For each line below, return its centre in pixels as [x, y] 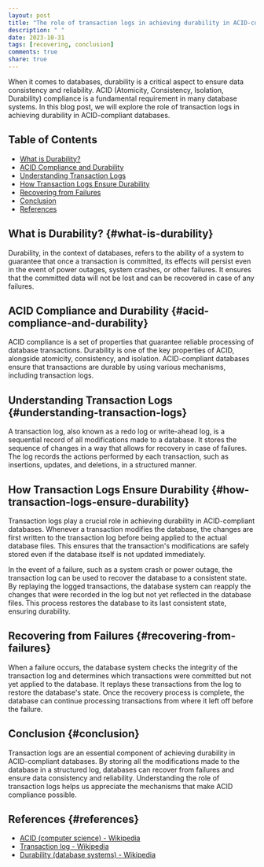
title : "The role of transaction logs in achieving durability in [119, 23]
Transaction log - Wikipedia [64, 847]
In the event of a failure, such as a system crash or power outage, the [121, 569]
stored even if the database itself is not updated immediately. [107, 554]
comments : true [33, 52]
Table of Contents [53, 140]
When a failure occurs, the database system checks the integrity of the [123, 667]
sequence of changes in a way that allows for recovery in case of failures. [128, 448]
